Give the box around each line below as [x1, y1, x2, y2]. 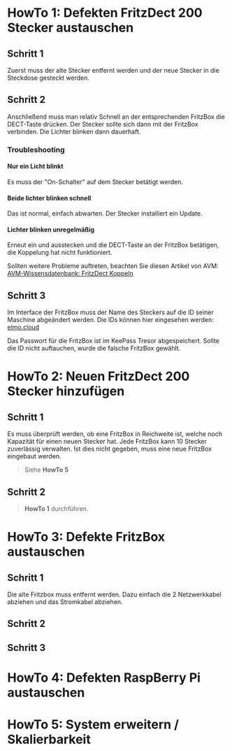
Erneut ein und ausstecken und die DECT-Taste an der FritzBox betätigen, [7, 241, 219, 249]
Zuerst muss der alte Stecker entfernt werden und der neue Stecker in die [7, 66, 220, 74]
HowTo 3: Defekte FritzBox [7, 529, 166, 545]
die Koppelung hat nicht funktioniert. [7, 248, 113, 257]
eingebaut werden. [7, 452, 61, 461]
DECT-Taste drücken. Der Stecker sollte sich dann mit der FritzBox [7, 120, 198, 128]
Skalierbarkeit [7, 731, 91, 748]
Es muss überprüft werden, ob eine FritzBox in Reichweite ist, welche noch [7, 430, 222, 438]
